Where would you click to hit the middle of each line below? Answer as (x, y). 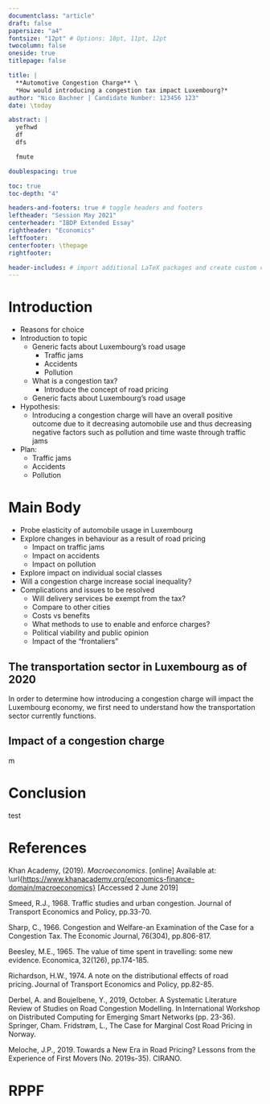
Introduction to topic (53, 338)
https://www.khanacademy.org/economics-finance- (109, 878)
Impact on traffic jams (68, 547)
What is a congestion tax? (75, 381)
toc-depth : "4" (34, 193)
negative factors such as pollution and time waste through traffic (139, 433)
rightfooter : (30, 253)
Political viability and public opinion (90, 633)
